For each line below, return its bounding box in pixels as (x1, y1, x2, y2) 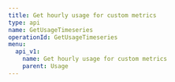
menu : (8, 41, 26, 48)
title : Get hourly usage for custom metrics (8, 11, 157, 20)
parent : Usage (22, 62, 69, 70)
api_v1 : (15, 48, 41, 55)
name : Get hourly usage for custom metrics (22, 55, 168, 63)
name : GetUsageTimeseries (8, 26, 93, 34)
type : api (8, 19, 41, 27)
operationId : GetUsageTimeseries (8, 33, 118, 41)
